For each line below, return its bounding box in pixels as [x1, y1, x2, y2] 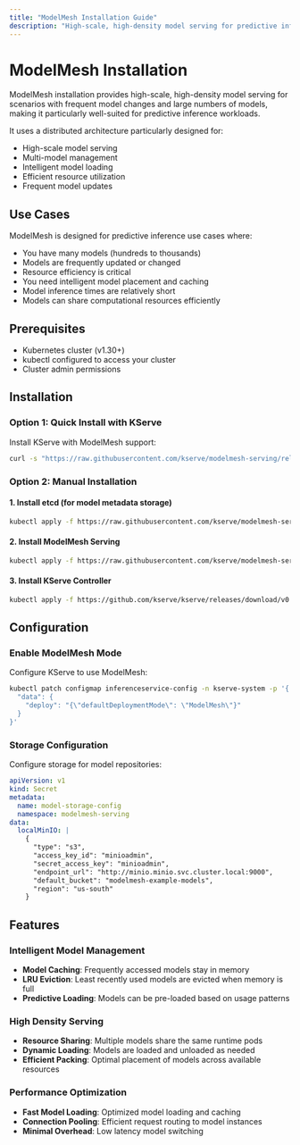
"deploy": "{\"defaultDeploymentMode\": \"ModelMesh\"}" [25, 701, 242, 710]
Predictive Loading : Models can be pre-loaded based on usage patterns [21, 992, 290, 1003]
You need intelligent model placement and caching [21, 276, 210, 287]
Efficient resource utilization [21, 171, 126, 182]
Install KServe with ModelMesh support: [9, 437, 156, 447]
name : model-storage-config [17, 801, 122, 810]
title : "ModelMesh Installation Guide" [9, 13, 158, 22]
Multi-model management [21, 153, 118, 163]
